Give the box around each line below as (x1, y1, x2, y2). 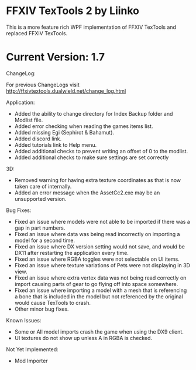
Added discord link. (14, 135, 62, 142)
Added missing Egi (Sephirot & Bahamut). (14, 129, 115, 136)
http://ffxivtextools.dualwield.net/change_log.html (6, 87, 126, 95)
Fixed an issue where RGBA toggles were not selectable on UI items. (14, 255, 180, 263)
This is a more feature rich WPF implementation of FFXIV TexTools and (6, 23, 177, 31)
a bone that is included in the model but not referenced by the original (14, 292, 183, 300)
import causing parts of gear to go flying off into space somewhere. (14, 280, 178, 287)
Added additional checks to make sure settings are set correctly (14, 154, 169, 161)
